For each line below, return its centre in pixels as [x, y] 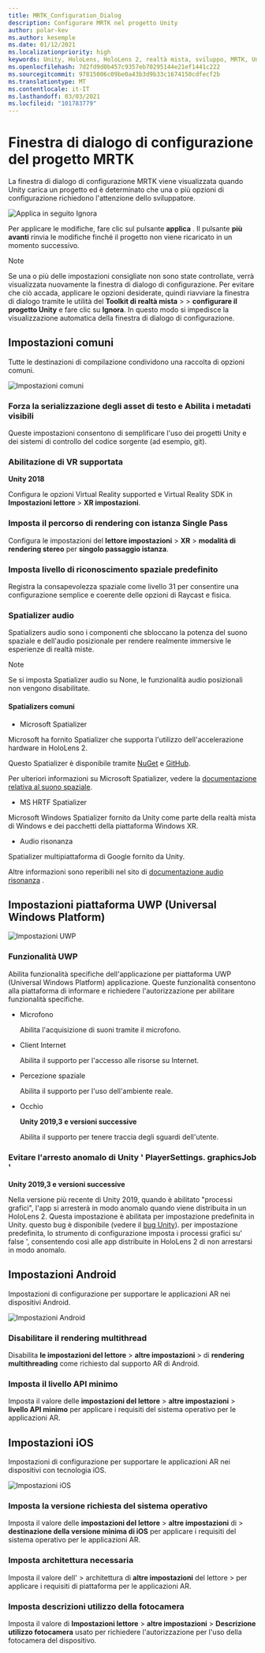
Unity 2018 [26, 479]
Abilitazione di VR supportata [66, 462]
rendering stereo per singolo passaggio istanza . [89, 549]
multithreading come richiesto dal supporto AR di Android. [104, 1364]
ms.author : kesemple [42, 38]
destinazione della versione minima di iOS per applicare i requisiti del [122, 1531]
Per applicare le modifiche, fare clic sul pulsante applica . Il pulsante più [125, 229]
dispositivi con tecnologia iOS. [57, 1471]
